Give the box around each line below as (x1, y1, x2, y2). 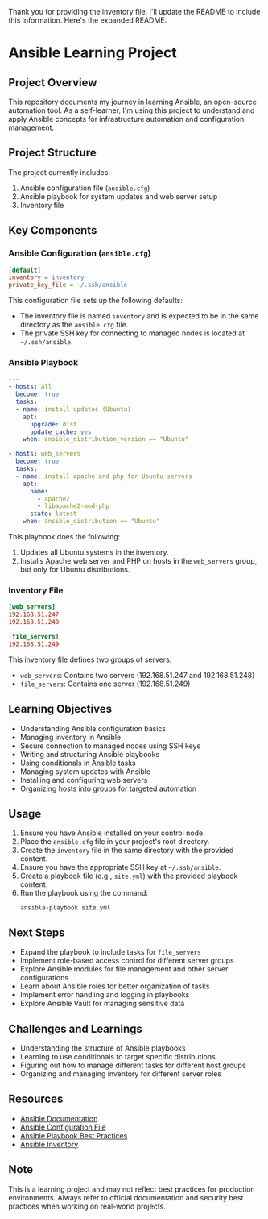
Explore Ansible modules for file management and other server (19, 964, 229, 974)
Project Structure (8, 146, 97, 160)
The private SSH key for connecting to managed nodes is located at (19, 328, 245, 338)
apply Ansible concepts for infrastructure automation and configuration (8, 114, 245, 123)
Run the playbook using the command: (19, 888, 149, 898)
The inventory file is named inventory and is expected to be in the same (19, 311, 259, 321)
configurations (19, 973, 69, 983)
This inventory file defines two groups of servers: (8, 655, 172, 664)
